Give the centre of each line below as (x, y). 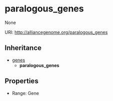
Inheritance (23, 48)
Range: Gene (25, 93)
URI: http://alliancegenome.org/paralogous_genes (56, 32)
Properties (22, 81)
